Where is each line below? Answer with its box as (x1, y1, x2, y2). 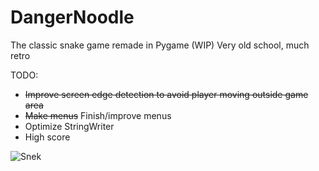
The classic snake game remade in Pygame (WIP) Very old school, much (10, 39, 310, 51)
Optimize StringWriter (24, 120, 115, 132)
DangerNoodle (10, 6, 135, 29)
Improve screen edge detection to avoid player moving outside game (24, 88, 309, 100)
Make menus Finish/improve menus (24, 109, 172, 121)
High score (24, 131, 71, 143)
